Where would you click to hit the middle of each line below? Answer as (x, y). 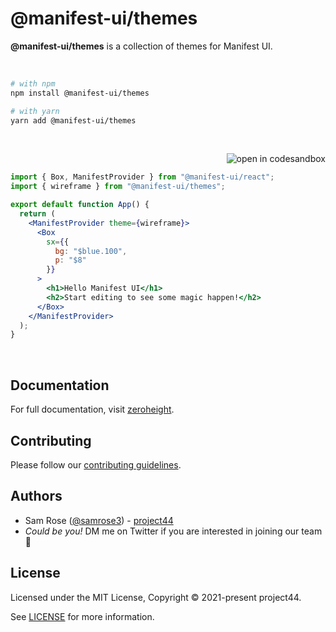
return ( (37, 214)
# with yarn (35, 111)
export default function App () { (80, 205)
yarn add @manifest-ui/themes (73, 120)
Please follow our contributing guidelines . (96, 464)
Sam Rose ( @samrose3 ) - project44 (99, 520)
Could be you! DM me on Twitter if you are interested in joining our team (173, 531)
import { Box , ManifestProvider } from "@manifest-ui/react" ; (142, 177)
